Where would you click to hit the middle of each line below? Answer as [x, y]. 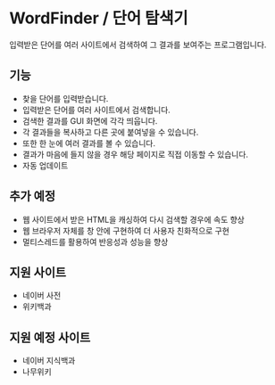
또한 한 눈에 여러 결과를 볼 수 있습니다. [89, 143]
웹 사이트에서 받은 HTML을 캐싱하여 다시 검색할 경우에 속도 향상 [133, 219]
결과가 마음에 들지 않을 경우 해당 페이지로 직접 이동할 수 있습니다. [135, 154]
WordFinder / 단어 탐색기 [99, 18]
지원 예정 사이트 [50, 337]
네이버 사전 [42, 296]
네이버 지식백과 [49, 361]
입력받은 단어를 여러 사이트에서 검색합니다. [96, 110]
